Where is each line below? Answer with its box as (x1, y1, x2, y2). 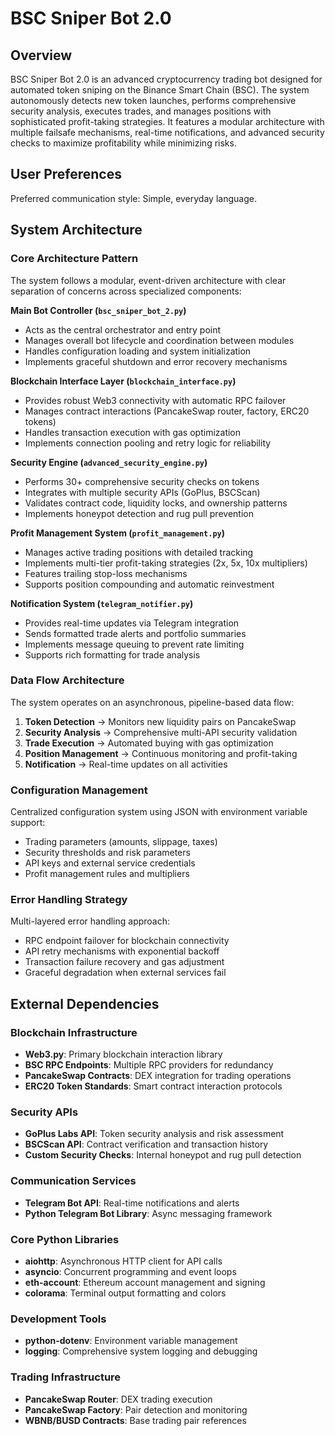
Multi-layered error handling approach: (10, 915, 171, 927)
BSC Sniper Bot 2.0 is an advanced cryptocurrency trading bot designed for (10, 73, 323, 85)
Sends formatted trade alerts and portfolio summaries (24, 627, 247, 639)
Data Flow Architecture (10, 673, 125, 687)
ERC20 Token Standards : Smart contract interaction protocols (24, 1080, 283, 1092)
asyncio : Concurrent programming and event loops (24, 1265, 237, 1277)
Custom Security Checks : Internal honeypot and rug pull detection (24, 1149, 302, 1161)
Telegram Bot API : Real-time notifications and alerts (24, 1197, 240, 1209)
